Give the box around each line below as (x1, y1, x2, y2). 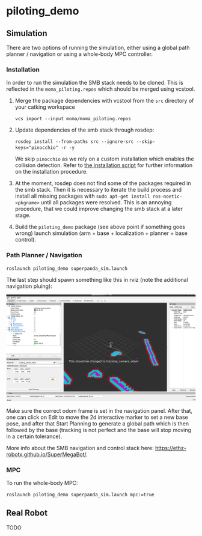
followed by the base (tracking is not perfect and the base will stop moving (6, 426, 191, 433)
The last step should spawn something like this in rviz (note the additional (6, 276, 188, 283)
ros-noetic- (152, 193, 183, 199)
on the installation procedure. (14, 168, 88, 175)
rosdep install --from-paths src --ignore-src (14, 139, 134, 145)
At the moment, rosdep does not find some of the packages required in (14, 180, 191, 187)
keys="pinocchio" (14, 145, 59, 151)
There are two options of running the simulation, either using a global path (6, 44, 190, 51)
